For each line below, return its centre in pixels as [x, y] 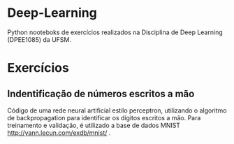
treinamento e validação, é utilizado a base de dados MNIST [94, 125]
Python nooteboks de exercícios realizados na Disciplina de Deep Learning [115, 32]
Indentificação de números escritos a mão [101, 93]
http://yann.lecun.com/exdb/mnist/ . [59, 132]
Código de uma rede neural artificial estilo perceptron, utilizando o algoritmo [117, 110]
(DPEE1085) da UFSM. [39, 39]
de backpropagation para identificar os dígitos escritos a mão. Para [104, 117]
